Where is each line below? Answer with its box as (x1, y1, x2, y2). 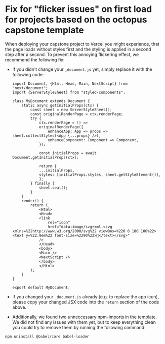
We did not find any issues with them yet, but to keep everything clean (12, 319, 156, 325)
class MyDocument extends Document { (12, 98, 90, 104)
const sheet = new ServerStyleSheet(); (30, 107, 112, 112)
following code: (12, 71, 44, 77)
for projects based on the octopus (5, 14, 147, 25)
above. (12, 304, 27, 310)
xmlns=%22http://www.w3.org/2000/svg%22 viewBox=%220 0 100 (12, 229, 139, 233)
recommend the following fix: (5, 57, 65, 62)
